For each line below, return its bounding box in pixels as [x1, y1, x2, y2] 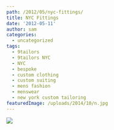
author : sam [6, 26, 37, 32]
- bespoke [12, 66, 37, 72]
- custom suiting [12, 77, 56, 83]
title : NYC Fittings [6, 15, 59, 21]
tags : [6, 44, 20, 50]
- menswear [12, 89, 40, 95]
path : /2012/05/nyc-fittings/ [6, 9, 84, 15]
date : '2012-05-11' [6, 20, 56, 26]
